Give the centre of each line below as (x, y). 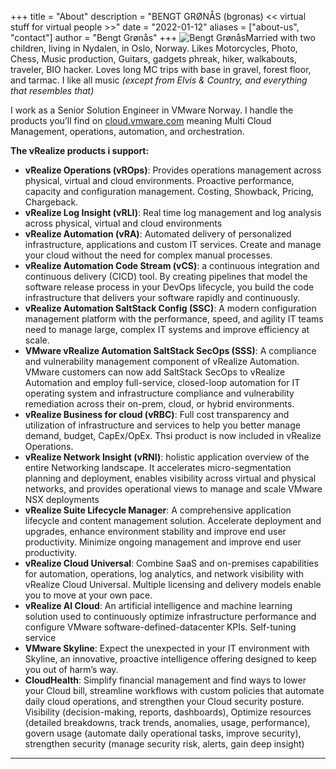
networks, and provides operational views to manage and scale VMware (173, 489)
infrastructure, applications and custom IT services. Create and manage (173, 244)
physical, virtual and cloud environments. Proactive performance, (159, 180)
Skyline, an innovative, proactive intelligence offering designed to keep (170, 659)
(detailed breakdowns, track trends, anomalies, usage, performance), (167, 722)
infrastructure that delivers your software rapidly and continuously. (162, 297)
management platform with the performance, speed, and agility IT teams (174, 319)
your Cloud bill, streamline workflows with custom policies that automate (174, 690)
